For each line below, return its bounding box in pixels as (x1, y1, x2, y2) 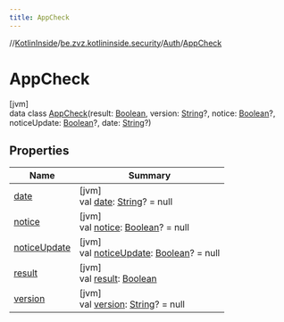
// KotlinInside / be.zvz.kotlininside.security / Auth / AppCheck (9, 37, 222, 48)
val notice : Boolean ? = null (79, 221, 190, 234)
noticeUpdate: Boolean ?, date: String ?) (9, 117, 152, 128)
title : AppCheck (9, 12, 70, 22)
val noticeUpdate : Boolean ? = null (79, 247, 221, 260)
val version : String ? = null (79, 298, 186, 310)
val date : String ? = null (79, 195, 173, 208)
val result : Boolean (79, 273, 157, 285)
